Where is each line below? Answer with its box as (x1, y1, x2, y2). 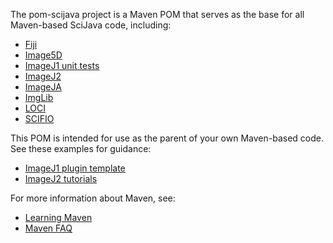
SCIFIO (24, 113, 55, 124)
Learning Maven (24, 212, 93, 223)
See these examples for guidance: (10, 143, 152, 154)
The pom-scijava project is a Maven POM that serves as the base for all (10, 9, 305, 20)
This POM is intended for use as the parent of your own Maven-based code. (10, 132, 324, 144)
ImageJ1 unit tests (24, 60, 100, 71)
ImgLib (24, 92, 54, 103)
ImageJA (24, 81, 62, 93)
